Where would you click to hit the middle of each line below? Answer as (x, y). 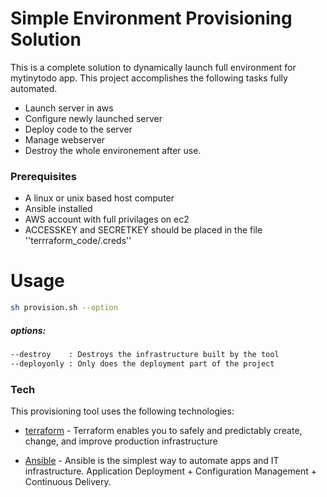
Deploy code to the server (78, 129)
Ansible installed (58, 209)
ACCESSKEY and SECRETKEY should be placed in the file (143, 230)
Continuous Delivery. (68, 482)
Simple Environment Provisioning (151, 18)
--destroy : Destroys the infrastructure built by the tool (145, 355)
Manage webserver (65, 139)
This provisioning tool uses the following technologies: (122, 411)
